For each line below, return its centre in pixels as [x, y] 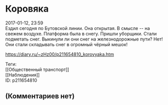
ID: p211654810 [21, 80]
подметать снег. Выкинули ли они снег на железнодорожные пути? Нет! [84, 39]
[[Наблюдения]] [22, 75]
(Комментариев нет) [40, 96]
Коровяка [27, 9]
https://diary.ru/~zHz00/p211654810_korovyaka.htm [60, 54]
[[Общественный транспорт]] [37, 69]
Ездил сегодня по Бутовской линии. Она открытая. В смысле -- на [78, 28]
